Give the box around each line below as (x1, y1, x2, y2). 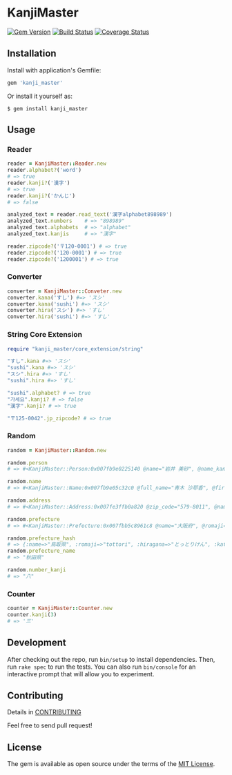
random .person (7, 459, 48, 467)
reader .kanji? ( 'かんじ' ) (7, 192, 76, 199)
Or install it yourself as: (7, 92, 72, 100)
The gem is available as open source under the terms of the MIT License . (7, 760, 215, 768)
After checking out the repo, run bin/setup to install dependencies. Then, (7, 655, 215, 663)
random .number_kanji (7, 567, 67, 573)
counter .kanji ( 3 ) (7, 611, 57, 618)
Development (7, 637, 67, 649)
